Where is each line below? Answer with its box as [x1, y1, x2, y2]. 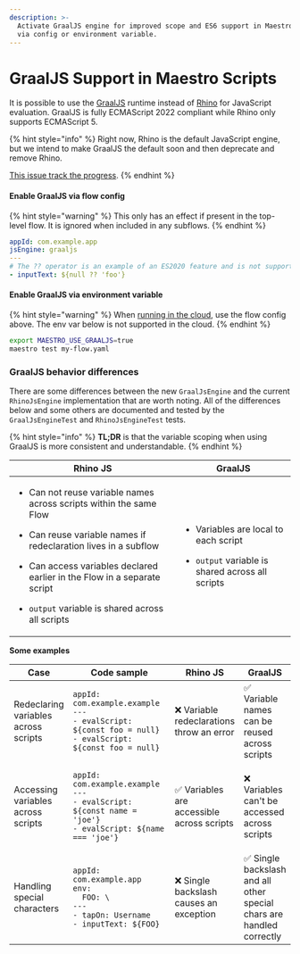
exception [174, 908, 216, 920]
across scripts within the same [29, 497, 157, 510]
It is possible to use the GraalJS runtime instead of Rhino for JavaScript [9, 97, 272, 108]
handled [243, 919, 279, 932]
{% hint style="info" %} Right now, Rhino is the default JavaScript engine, [9, 134, 280, 145]
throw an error [174, 726, 235, 739]
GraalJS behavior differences [9, 365, 139, 377]
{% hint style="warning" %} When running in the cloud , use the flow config [9, 310, 287, 320]
